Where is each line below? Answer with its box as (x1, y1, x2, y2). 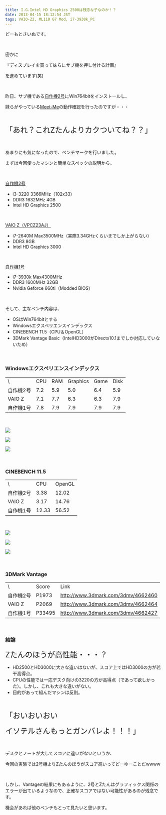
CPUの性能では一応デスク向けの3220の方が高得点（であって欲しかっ (12, 676, 155, 683)
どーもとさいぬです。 (5, 31, 49, 37)
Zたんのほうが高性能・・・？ (5, 650, 108, 659)
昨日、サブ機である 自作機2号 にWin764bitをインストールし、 (5, 93, 130, 99)
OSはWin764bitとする (12, 316, 57, 322)
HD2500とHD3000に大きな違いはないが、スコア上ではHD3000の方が (12, 664, 156, 670)
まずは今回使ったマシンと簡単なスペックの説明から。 (5, 160, 115, 166)
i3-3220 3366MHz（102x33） (12, 191, 75, 197)
